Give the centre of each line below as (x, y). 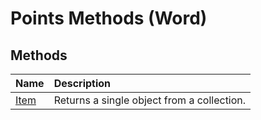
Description (82, 83)
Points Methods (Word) (109, 18)
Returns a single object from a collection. (150, 100)
